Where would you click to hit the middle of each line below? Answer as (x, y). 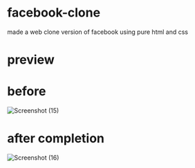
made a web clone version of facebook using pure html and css (98, 32)
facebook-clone (54, 13)
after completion (56, 139)
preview (31, 60)
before (27, 92)
